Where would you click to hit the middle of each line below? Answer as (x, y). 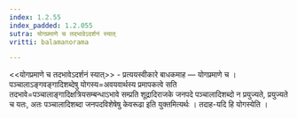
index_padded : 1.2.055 (51, 26)
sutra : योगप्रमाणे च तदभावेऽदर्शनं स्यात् (63, 33)
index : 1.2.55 (35, 17)
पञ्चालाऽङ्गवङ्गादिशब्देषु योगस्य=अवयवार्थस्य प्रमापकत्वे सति (93, 85)
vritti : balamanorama (49, 42)
